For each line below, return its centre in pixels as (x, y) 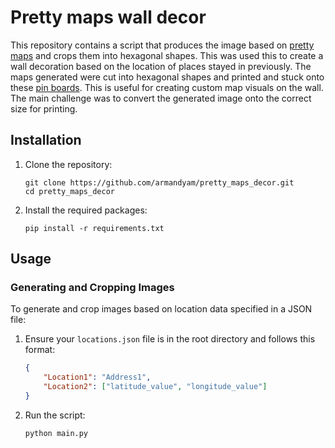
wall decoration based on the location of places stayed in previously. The (161, 66)
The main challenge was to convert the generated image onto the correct (161, 98)
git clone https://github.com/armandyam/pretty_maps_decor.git (159, 182)
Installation (46, 140)
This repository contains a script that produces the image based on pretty (162, 45)
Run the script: (55, 415)
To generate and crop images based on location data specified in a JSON (161, 309)
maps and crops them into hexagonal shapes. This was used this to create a (167, 55)
